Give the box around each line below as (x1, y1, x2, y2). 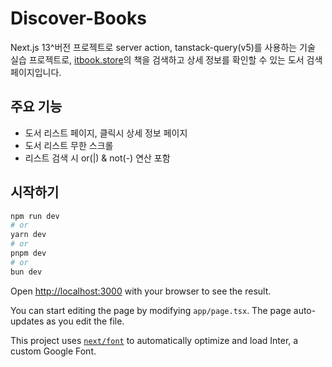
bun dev (10, 267, 43, 277)
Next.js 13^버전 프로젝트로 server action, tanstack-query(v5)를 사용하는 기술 (10, 41, 316, 53)
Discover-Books (10, 7, 147, 30)
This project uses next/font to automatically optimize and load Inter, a (10, 334, 299, 346)
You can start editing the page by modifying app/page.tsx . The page (10, 304, 292, 316)
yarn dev (10, 230, 47, 240)
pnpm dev (10, 248, 47, 259)
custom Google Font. (10, 345, 97, 357)
